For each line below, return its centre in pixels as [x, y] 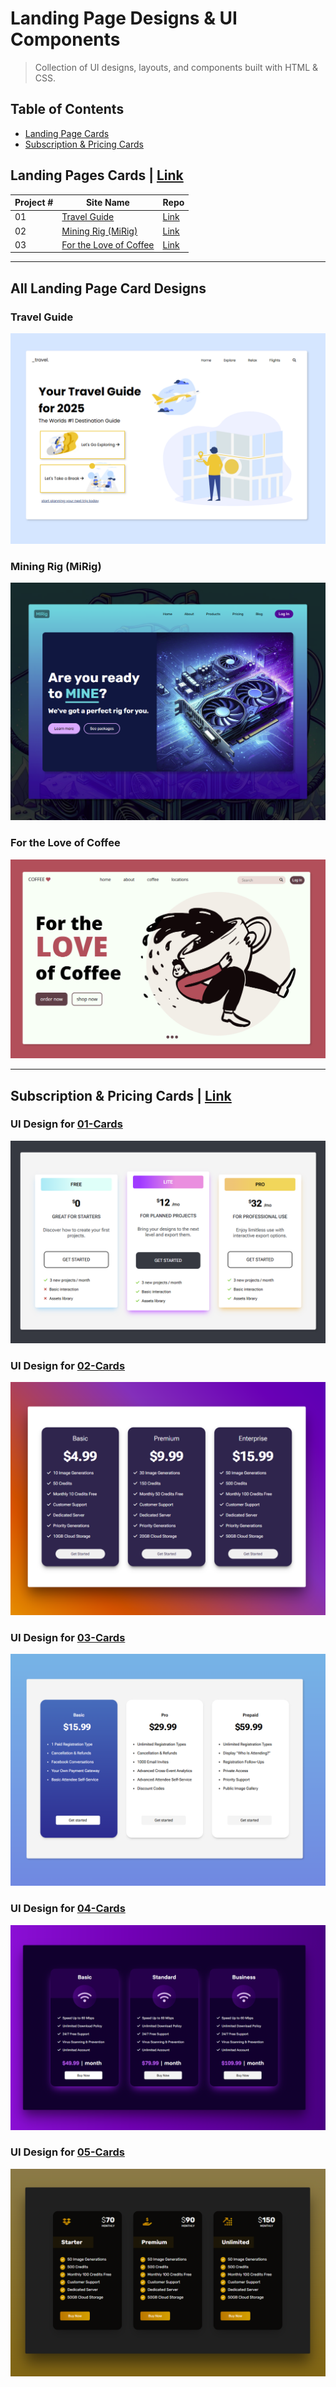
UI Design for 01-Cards [66, 1124]
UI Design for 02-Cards [68, 1365]
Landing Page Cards [67, 133]
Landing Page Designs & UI [124, 18]
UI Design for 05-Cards [67, 2152]
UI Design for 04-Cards [68, 1909]
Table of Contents [67, 109]
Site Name [107, 203]
